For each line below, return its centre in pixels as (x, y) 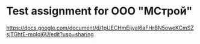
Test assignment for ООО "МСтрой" (99, 11)
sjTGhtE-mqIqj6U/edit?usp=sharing (50, 34)
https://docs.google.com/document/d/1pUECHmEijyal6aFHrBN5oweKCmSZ (100, 28)
